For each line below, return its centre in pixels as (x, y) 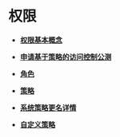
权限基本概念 (41, 40)
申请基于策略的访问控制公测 (66, 57)
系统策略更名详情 (48, 108)
